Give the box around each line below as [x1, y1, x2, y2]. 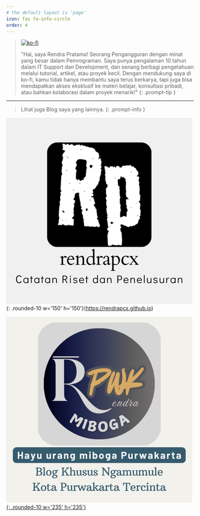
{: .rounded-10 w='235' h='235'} [6, 503, 86, 511]
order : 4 [6, 22, 28, 28]
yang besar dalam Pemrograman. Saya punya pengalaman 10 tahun [20, 57, 186, 64]
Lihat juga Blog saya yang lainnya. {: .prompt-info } [20, 106, 146, 113]
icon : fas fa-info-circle [6, 15, 70, 22]
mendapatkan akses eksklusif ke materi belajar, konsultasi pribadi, [20, 82, 183, 89]
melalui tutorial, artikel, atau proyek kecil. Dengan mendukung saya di [20, 70, 192, 77]
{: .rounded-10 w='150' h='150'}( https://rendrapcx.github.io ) [6, 304, 154, 312]
